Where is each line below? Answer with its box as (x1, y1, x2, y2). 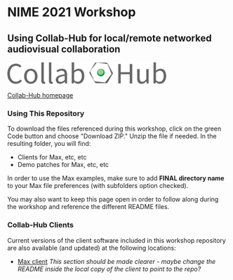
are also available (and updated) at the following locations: (7, 244, 177, 252)
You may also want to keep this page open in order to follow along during (7, 195, 219, 204)
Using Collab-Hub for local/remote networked (7, 32, 212, 44)
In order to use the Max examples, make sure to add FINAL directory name (7, 174, 225, 182)
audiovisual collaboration (7, 43, 121, 55)
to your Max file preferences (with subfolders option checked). (7, 182, 189, 190)
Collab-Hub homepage (7, 91, 74, 99)
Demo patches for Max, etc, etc (17, 161, 109, 169)
